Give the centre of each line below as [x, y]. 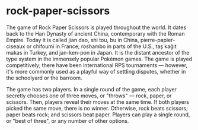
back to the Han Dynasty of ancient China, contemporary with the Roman [95, 33]
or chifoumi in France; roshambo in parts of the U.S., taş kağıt [101, 46]
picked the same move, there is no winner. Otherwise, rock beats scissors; [97, 108]
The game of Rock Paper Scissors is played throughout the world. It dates [96, 27]
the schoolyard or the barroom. [44, 78]
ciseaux [16, 46]
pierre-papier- [158, 40]
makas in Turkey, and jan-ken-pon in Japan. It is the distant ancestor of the [98, 52]
